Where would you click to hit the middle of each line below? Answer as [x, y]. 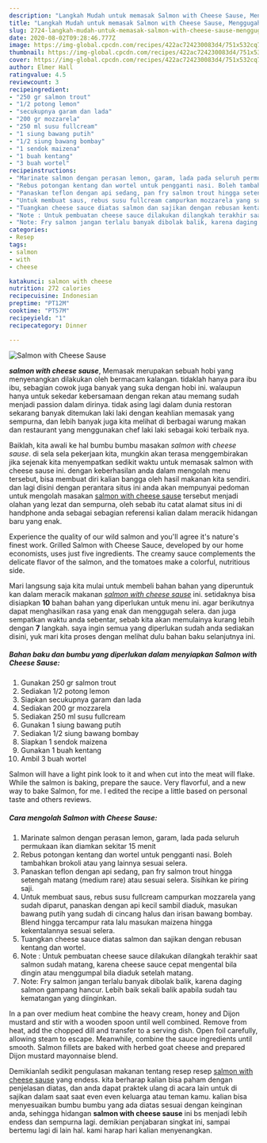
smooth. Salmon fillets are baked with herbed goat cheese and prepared [127, 1048]
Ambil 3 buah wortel [53, 759]
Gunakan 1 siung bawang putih [71, 725]
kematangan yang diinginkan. [69, 998]
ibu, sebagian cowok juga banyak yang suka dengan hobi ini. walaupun [125, 387]
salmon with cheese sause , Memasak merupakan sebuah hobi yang [121, 370]
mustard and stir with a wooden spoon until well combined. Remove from [128, 1022]
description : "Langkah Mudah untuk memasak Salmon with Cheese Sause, [128, 15]
